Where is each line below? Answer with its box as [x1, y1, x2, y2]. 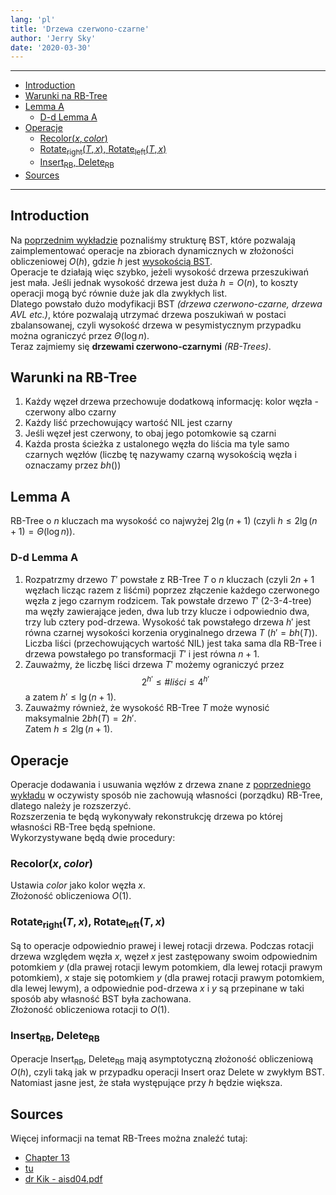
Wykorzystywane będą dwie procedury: [10, 832, 176, 844]
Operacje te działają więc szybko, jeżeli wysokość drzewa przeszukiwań [10, 266, 309, 278]
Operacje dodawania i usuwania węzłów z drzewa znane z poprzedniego [10, 779, 312, 791]
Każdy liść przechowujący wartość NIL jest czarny [24, 417, 233, 429]
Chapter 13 [24, 1152, 70, 1164]
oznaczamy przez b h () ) [24, 459, 122, 471]
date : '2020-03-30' [10, 42, 92, 53]
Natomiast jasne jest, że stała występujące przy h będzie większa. [10, 1077, 283, 1089]
